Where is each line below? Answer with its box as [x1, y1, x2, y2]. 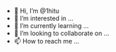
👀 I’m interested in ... [13, 14, 74, 22]
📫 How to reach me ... [13, 37, 79, 45]
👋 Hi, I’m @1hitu [13, 7, 60, 15]
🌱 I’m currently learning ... [13, 22, 89, 30]
